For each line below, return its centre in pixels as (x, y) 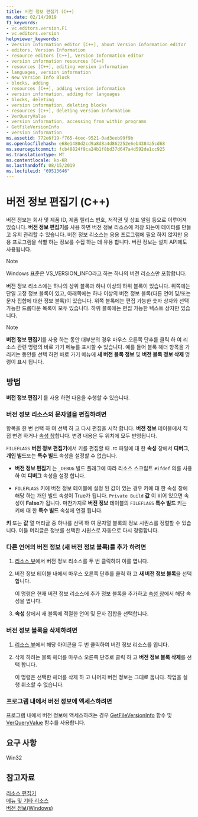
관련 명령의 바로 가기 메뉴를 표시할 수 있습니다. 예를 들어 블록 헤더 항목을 (100, 347)
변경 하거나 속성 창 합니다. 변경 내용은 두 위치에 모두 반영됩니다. (85, 436)
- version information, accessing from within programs (76, 122)
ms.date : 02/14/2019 (32, 17)
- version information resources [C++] (55, 61)
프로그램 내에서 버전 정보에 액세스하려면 (59, 701)
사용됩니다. (19, 249)
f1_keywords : (22, 22)
